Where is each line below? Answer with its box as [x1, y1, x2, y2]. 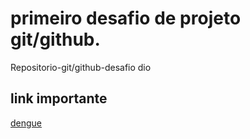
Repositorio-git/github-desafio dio [10, 61, 152, 73]
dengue [10, 117, 43, 129]
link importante [10, 90, 108, 107]
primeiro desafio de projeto [10, 7, 242, 30]
